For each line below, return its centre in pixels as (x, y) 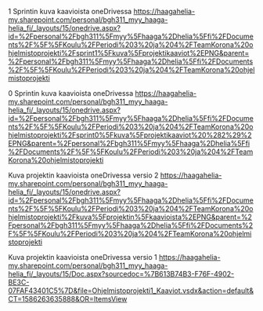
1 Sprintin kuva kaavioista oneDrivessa (70, 11)
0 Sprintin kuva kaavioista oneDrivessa (71, 93)
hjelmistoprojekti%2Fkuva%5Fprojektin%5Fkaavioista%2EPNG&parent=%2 (130, 217)
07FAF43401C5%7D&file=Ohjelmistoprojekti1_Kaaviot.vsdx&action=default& (131, 291)
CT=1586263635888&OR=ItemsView (68, 299)
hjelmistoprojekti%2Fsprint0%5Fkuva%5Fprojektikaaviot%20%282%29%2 (130, 135)
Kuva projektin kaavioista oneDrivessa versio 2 (83, 175)
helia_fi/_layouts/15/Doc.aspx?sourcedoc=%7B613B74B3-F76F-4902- (121, 274)
